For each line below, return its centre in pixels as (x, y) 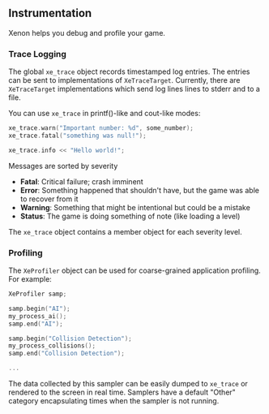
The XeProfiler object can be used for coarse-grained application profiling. (134, 270)
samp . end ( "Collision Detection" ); (67, 354)
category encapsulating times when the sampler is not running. (114, 401)
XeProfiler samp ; (38, 294)
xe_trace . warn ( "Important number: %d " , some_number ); (101, 128)
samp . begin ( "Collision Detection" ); (70, 339)
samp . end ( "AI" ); (36, 324)
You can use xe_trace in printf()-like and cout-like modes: (105, 114)
